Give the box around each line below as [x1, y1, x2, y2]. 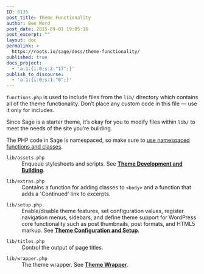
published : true [6, 54, 47, 60]
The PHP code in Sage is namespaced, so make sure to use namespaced [6, 136, 190, 144]
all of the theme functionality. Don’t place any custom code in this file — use [6, 100, 197, 107]
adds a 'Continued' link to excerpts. [21, 190, 111, 198]
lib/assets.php [6, 155, 45, 161]
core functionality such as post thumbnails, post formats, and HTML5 [21, 220, 195, 228]
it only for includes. [6, 107, 55, 114]
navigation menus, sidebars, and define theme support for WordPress [21, 214, 197, 221]
